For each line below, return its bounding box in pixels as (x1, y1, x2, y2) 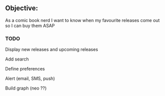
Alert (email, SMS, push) (5, 75, 55, 81)
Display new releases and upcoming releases (5, 46, 98, 52)
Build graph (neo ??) (5, 85, 47, 91)
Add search (5, 56, 29, 62)
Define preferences (5, 66, 45, 72)
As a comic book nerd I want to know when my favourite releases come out (5, 17, 160, 23)
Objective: (5, 4, 38, 12)
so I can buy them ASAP (5, 22, 55, 28)
